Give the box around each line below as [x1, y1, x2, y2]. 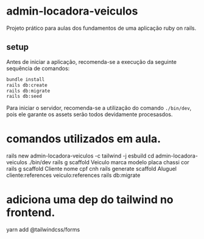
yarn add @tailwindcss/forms [6, 226, 80, 234]
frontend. [6, 206, 55, 220]
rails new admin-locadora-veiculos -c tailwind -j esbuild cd [6, 152, 154, 159]
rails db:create [6, 82, 47, 88]
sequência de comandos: [6, 64, 70, 72]
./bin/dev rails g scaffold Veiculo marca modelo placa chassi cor [28, 159, 190, 166]
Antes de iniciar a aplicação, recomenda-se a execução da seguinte [6, 58, 177, 65]
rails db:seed [6, 93, 43, 100]
